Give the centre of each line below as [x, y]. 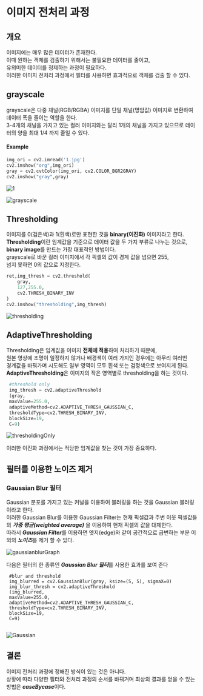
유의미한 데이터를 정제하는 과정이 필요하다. [57, 68]
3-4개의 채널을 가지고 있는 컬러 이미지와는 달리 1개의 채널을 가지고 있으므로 [95, 125]
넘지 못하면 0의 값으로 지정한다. [44, 265]
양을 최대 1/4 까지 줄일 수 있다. [53, 132]
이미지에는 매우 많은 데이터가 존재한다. [52, 52]
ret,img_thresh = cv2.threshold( [48, 276]
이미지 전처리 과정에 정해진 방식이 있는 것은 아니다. [66, 671]
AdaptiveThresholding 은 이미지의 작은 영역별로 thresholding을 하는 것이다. [98, 373]
